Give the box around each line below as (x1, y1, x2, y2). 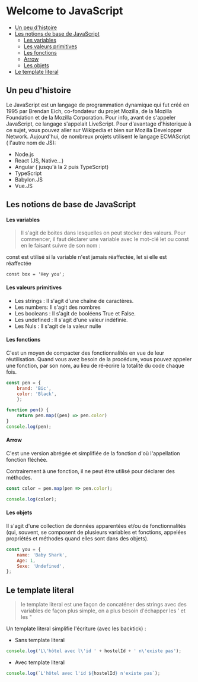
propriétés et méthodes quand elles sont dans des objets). (6, 534, 149, 542)
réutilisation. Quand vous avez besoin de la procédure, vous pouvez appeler (6, 355, 192, 362)
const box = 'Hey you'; (6, 271, 65, 277)
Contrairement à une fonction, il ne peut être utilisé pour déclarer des (6, 467, 175, 474)
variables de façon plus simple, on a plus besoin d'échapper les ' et (20, 607, 186, 614)
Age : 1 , (17, 558, 36, 564)
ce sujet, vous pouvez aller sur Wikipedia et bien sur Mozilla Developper (6, 126, 183, 133)
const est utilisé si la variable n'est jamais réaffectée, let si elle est (6, 254, 167, 261)
